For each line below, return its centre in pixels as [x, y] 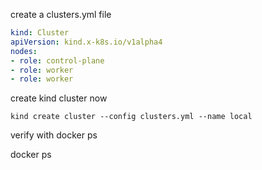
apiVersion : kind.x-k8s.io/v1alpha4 [86, 42]
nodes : [24, 51]
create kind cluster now [59, 98]
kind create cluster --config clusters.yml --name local [131, 117]
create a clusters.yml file [61, 14]
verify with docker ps [54, 135]
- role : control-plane [57, 60]
